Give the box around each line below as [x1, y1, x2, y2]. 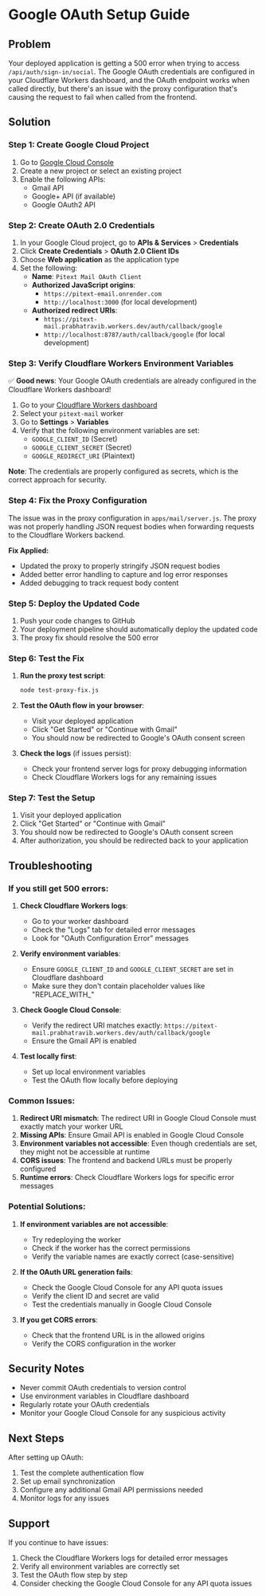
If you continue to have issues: [8, 1538, 109, 1547]
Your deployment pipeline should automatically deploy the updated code [19, 624, 258, 634]
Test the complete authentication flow [19, 1468, 145, 1478]
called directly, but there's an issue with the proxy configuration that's [8, 84, 237, 93]
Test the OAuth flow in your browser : [19, 701, 145, 710]
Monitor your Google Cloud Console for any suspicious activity [19, 1409, 226, 1418]
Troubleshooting [8, 859, 93, 872]
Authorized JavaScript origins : [31, 280, 136, 289]
